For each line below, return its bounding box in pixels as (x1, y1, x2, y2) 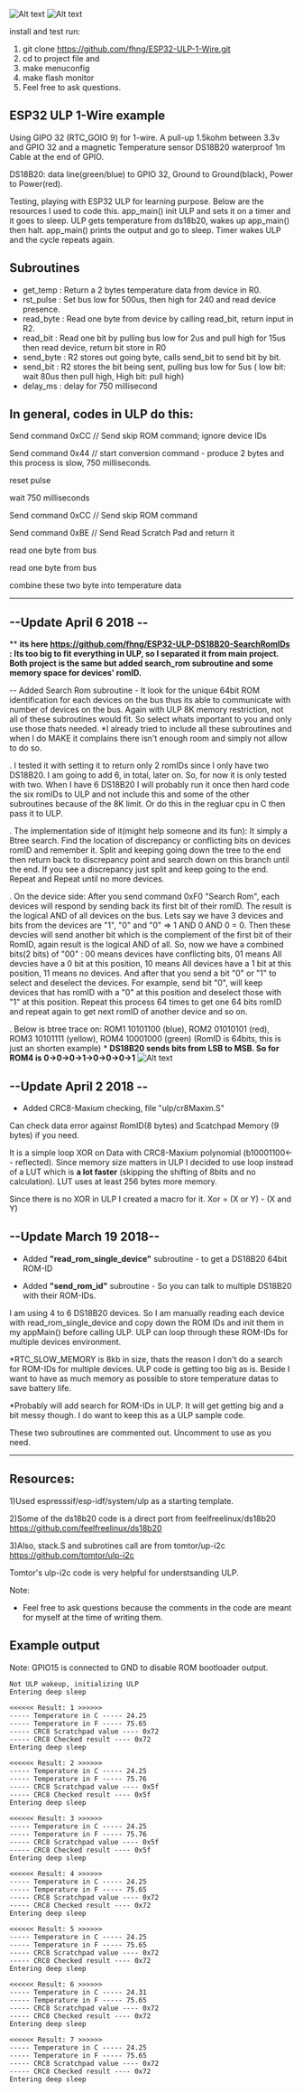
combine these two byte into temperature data (9, 580, 182, 591)
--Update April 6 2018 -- (9, 614, 149, 630)
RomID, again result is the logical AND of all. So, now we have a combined (9, 939, 284, 950)
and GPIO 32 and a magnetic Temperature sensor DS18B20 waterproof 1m (9, 141, 286, 153)
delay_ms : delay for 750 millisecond (22, 380, 158, 391)
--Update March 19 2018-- (9, 1229, 161, 1245)
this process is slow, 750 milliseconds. (9, 457, 151, 469)
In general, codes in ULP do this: (9, 406, 194, 422)
